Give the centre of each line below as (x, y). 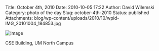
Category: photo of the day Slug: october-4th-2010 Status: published (77, 13)
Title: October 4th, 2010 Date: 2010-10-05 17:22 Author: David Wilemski (80, 7)
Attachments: (19, 18)
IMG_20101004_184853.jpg (33, 23)
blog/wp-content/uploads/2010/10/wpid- (77, 18)
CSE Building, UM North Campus (39, 43)
